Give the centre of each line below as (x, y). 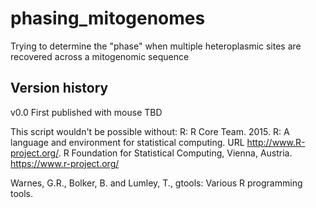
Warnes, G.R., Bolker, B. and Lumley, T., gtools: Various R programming (156, 183)
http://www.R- (276, 142)
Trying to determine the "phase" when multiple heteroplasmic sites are (156, 46)
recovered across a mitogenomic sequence (100, 56)
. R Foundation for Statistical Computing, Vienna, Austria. (175, 153)
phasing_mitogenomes (108, 18)
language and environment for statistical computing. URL (127, 142)
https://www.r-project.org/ (65, 163)
